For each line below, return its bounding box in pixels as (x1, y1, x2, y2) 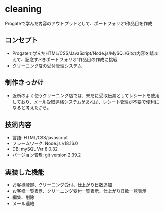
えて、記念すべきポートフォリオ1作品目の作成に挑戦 (12, 56, 118, 62)
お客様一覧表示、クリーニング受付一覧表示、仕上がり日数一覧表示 (12, 188, 147, 194)
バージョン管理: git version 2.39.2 (12, 152, 81, 158)
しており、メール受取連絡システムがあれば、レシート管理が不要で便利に (12, 99, 159, 105)
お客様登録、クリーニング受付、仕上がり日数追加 (12, 182, 112, 188)
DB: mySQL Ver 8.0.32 (12, 146, 58, 152)
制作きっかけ (5, 78, 44, 87)
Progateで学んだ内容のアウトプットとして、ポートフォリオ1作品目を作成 (5, 20, 152, 26)
